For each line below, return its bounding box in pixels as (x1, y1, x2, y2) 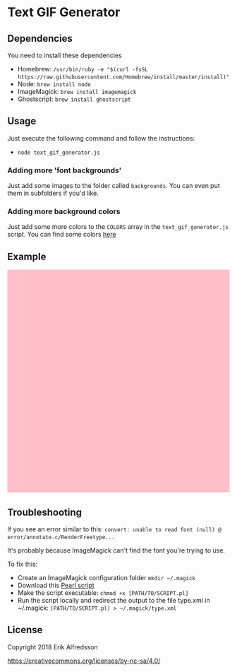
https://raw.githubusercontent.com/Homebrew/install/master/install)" (17, 73, 230, 81)
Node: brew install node (17, 80, 92, 88)
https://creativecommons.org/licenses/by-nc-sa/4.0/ (7, 656, 161, 665)
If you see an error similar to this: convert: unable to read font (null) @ (7, 525, 222, 534)
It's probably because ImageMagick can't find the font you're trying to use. (7, 546, 226, 555)
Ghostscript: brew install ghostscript (17, 95, 131, 103)
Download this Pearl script (17, 581, 95, 590)
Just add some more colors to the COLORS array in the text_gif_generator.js (7, 223, 229, 231)
